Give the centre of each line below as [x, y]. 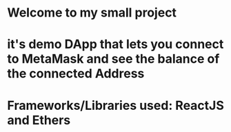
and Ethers [39, 120]
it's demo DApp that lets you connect [115, 45]
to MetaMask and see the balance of [113, 59]
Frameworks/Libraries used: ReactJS [115, 105]
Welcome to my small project [92, 13]
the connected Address [76, 74]
